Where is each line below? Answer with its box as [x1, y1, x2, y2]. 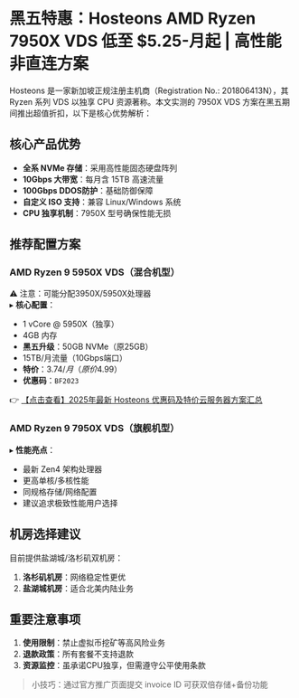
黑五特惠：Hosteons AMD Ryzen [9, 8, 257, 29]
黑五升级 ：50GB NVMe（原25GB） [22, 341, 154, 353]
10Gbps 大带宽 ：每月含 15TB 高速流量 [22, 174, 164, 184]
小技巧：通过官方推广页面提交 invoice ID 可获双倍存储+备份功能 [31, 679, 268, 690]
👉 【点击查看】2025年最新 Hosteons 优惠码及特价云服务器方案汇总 [9, 394, 263, 405]
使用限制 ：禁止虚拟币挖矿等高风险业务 [22, 637, 165, 648]
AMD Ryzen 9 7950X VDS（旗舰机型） [9, 422, 180, 435]
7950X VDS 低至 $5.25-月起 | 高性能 [9, 31, 282, 52]
